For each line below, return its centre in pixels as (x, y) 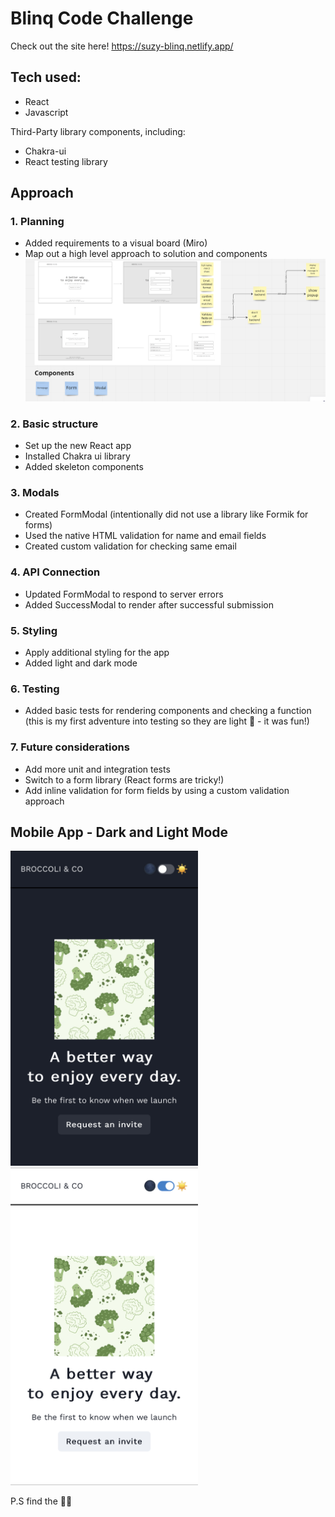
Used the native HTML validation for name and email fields (145, 536)
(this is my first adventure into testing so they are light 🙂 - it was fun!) (167, 721)
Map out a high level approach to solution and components (146, 254)
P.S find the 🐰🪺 (41, 1501)
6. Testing (35, 689)
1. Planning (37, 222)
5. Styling (34, 630)
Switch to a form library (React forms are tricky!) (124, 779)
